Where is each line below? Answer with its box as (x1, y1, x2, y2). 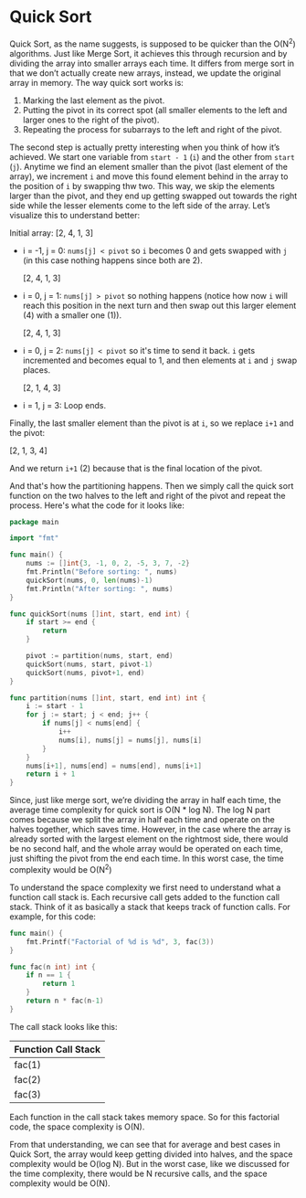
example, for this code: (9, 911, 96, 922)
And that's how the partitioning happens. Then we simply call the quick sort (9, 480, 294, 491)
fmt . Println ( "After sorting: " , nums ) (26, 584, 174, 593)
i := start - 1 (26, 702, 84, 711)
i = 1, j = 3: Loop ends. (22, 399, 107, 410)
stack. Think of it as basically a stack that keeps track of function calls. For (9, 901, 290, 912)
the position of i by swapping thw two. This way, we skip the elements (9, 180, 276, 191)
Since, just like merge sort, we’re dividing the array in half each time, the (9, 795, 281, 806)
